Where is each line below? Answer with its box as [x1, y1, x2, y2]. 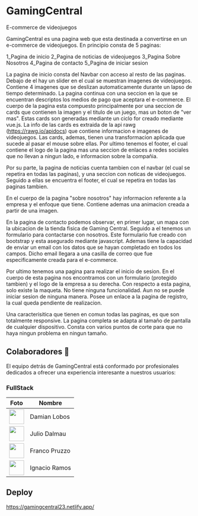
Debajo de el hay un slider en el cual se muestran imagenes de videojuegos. [6, 77, 193, 84]
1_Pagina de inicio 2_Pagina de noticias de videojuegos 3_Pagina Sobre [6, 53, 181, 60]
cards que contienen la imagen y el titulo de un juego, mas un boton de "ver [6, 108, 191, 116]
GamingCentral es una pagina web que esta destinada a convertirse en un [6, 35, 187, 42]
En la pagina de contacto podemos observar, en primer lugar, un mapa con [6, 218, 189, 226]
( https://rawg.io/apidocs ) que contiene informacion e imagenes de [6, 127, 169, 134]
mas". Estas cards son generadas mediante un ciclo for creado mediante [6, 114, 184, 122]
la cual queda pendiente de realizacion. [6, 299, 103, 306]
